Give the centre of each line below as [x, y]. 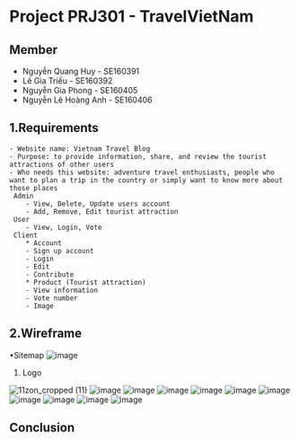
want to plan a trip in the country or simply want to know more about [146, 180]
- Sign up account [60, 251]
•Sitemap [27, 355]
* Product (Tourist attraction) [86, 282]
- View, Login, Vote [64, 227]
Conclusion [42, 428]
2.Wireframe [46, 334]
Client [26, 235]
